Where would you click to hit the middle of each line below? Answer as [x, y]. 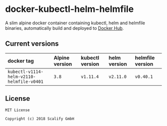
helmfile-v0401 [26, 81]
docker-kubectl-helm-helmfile [70, 9]
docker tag [21, 61]
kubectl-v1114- [26, 71]
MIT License [17, 110]
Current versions [32, 44]
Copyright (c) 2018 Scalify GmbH [40, 119]
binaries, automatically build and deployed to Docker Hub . [65, 28]
